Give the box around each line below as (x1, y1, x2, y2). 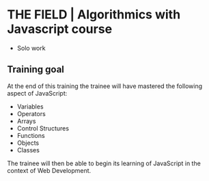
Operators (16, 109, 46, 117)
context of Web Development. (7, 166, 92, 174)
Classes (16, 145, 40, 154)
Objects (16, 139, 40, 147)
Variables (16, 102, 44, 111)
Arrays (16, 117, 36, 125)
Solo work (16, 44, 46, 52)
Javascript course (7, 21, 113, 37)
